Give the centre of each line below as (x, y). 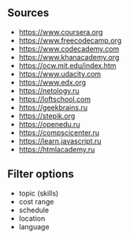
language (34, 226)
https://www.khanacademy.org (69, 57)
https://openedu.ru (49, 124)
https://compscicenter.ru (59, 133)
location (32, 218)
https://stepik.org (47, 116)
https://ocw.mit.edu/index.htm (67, 65)
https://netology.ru (49, 91)
